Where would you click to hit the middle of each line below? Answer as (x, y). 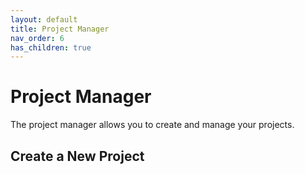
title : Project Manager (60, 29)
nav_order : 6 (37, 38)
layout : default (44, 19)
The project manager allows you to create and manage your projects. (152, 125)
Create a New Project (77, 156)
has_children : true (51, 47)
